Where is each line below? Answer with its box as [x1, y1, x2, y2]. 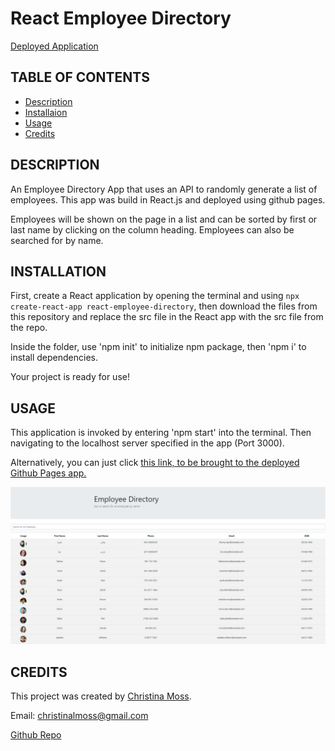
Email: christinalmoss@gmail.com [10, 710, 149, 722]
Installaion [24, 106, 68, 118]
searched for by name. [10, 234, 104, 246]
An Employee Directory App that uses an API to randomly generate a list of [10, 183, 318, 195]
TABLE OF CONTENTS [10, 69, 150, 86]
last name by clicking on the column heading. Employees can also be [10, 223, 295, 236]
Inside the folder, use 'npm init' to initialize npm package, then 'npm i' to [10, 341, 307, 353]
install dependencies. [10, 352, 98, 364]
